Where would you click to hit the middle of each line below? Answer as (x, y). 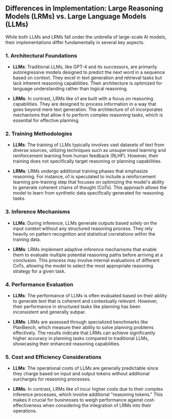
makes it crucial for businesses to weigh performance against (78, 400)
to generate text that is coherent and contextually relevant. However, (85, 301)
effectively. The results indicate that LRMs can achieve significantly (84, 333)
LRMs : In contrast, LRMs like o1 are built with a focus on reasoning (83, 99)
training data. (27, 239)
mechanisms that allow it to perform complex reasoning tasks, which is (88, 115)
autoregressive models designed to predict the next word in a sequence (89, 72)
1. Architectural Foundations (41, 55)
